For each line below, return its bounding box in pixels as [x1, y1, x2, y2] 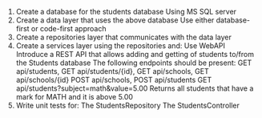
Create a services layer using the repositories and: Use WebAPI [15, 41, 226, 51]
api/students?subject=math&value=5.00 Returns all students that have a [15, 83, 254, 93]
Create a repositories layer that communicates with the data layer [15, 32, 232, 42]
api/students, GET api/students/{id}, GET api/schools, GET [15, 67, 210, 75]
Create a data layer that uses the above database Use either [15, 15, 215, 25]
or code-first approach [30, 24, 107, 33]
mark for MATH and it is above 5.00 [15, 92, 134, 101]
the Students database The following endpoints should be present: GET [15, 58, 252, 67]
